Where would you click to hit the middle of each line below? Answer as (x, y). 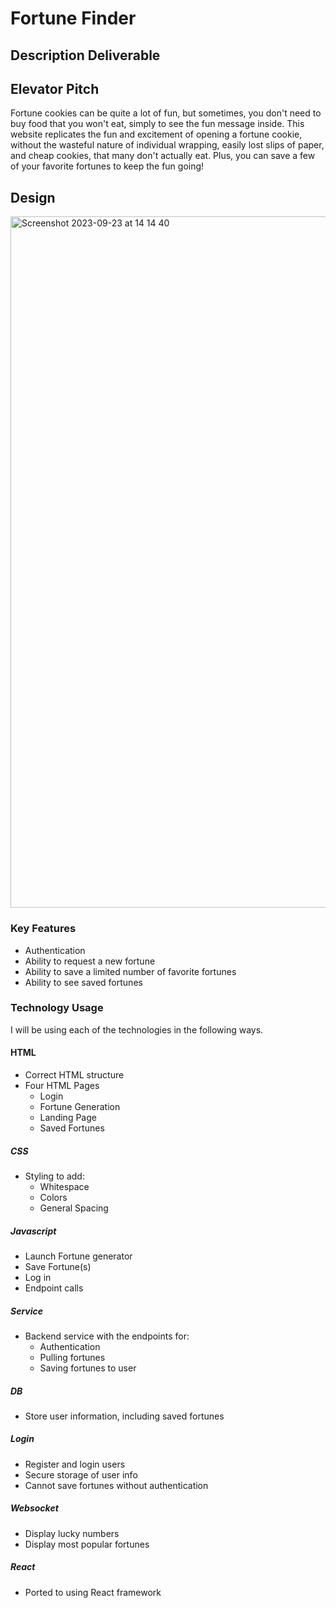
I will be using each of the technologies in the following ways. (137, 1029)
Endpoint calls (54, 1288)
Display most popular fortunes (87, 1544)
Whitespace (64, 1186)
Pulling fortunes (72, 1357)
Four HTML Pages (62, 1085)
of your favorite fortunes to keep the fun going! (107, 166)
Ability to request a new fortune (90, 961)
